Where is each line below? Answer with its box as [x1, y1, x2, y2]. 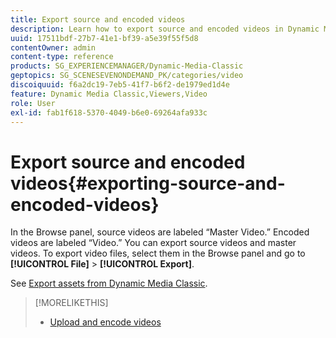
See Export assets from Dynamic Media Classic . [10, 277, 208, 290]
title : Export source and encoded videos [10, 14, 186, 25]
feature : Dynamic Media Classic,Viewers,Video [10, 89, 208, 99]
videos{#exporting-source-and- [10, 172, 286, 195]
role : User [10, 98, 56, 108]
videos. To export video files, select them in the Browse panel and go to [10, 247, 306, 260]
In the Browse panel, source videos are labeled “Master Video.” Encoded [10, 226, 310, 238]
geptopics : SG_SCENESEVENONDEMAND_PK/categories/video [10, 71, 244, 81]
